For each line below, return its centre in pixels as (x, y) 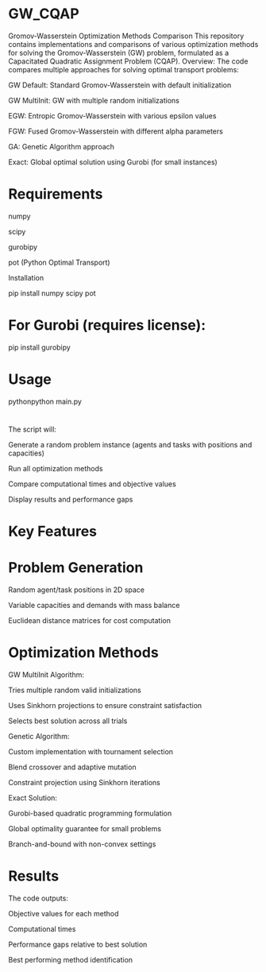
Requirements (56, 194)
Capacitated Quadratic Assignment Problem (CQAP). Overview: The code (128, 61)
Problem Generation (76, 568)
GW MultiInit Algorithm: (46, 675)
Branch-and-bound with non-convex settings (82, 844)
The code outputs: (39, 898)
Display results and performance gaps (71, 499)
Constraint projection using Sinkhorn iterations (85, 782)
